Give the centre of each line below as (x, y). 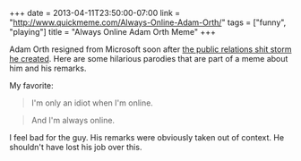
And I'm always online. (73, 120)
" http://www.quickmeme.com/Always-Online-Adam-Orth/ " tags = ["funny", (148, 22)
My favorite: (31, 85)
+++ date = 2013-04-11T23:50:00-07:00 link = (95, 13)
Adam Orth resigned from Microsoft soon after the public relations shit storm (150, 49)
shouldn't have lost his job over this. (76, 147)
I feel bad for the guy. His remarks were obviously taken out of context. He (147, 137)
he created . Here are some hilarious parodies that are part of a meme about (149, 59)
